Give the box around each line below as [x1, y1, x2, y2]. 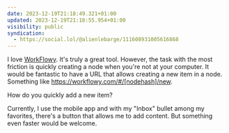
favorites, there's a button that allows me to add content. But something [7, 112, 213, 120]
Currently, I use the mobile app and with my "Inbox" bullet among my [7, 104, 205, 113]
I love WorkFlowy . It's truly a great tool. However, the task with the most [7, 55, 213, 63]
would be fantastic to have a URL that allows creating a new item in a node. [7, 70, 223, 79]
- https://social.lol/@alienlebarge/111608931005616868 [13, 36, 179, 43]
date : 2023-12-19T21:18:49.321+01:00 [7, 10, 117, 17]
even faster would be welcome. [7, 119, 97, 127]
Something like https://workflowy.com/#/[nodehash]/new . [7, 77, 173, 86]
